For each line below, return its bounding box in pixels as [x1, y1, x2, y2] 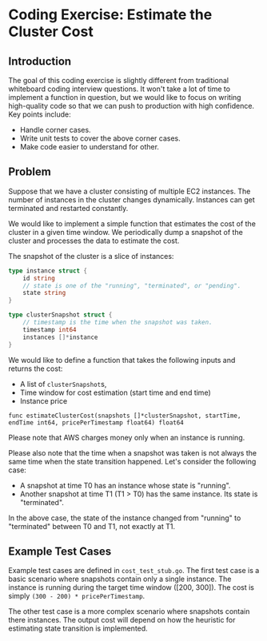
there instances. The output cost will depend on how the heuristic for [8, 615, 236, 625]
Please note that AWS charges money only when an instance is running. [8, 432, 245, 442]
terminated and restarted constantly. [8, 203, 129, 213]
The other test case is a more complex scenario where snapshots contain [8, 607, 250, 616]
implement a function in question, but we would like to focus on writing [8, 93, 241, 102]
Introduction [8, 54, 72, 68]
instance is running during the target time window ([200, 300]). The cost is [8, 583, 254, 592]
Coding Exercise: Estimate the [8, 6, 213, 24]
